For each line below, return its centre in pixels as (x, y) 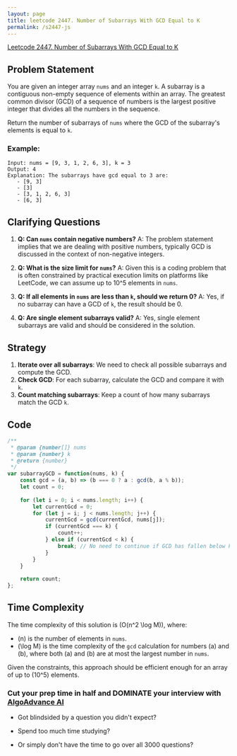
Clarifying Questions (54, 222)
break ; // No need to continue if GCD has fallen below (141, 546)
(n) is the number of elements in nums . (72, 638)
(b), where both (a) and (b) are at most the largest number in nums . (113, 653)
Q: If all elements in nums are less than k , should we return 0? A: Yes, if (121, 297)
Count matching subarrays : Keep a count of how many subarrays (114, 395)
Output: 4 (22, 170)
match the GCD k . (43, 402)
